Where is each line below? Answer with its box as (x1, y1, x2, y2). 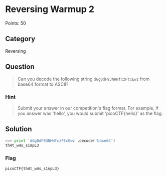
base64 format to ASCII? (17, 81, 69, 87)
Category (5, 35, 36, 43)
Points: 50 (5, 20, 26, 26)
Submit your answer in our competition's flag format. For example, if (17, 105, 159, 111)
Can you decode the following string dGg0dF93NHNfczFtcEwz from (17, 76, 150, 82)
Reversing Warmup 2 (5, 4, 94, 15)
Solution (5, 125, 32, 133)
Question (5, 63, 35, 71)
